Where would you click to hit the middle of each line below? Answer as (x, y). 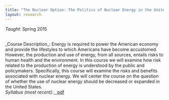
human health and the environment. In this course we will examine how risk (83, 60)
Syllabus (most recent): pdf (35, 92)
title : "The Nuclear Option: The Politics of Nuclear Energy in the (78, 10)
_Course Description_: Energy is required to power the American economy (82, 44)
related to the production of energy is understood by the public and (75, 65)
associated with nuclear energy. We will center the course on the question (82, 76)
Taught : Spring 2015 (26, 29)
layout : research (23, 15)
